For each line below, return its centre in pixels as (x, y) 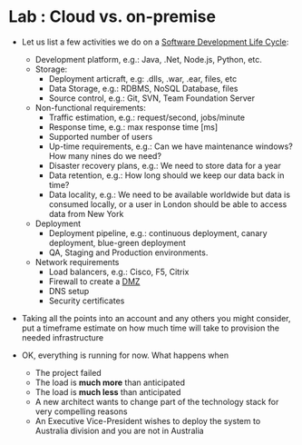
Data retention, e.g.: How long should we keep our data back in (166, 175)
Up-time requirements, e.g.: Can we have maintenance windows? (171, 146)
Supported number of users (101, 136)
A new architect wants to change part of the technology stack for (157, 401)
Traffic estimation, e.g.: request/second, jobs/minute (147, 117)
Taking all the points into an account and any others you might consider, (156, 318)
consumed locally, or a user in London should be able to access (168, 204)
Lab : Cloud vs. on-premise (112, 17)
